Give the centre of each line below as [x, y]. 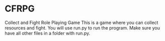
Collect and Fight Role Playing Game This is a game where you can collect [81, 22]
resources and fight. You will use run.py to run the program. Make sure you [82, 27]
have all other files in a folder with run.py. [48, 33]
